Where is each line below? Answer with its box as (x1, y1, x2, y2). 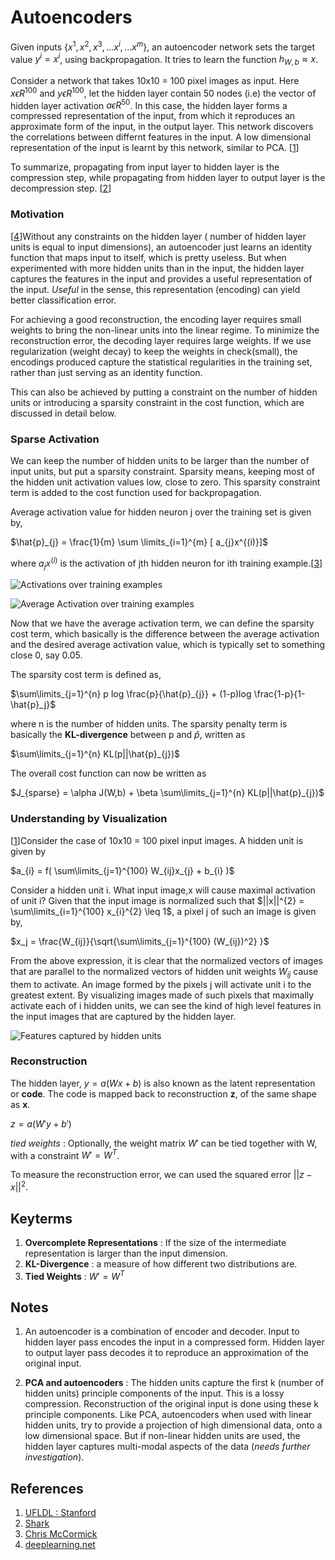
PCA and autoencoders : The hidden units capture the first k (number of (24, 1377, 325, 1389)
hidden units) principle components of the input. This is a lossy (24, 1387, 285, 1400)
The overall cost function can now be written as (10, 767, 207, 780)
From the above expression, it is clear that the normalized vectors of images (10, 954, 323, 966)
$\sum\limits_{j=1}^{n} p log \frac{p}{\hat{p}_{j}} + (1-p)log (10, 688, 252, 700)
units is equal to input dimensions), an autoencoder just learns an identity (10, 241, 313, 253)
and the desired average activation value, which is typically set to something (10, 639, 326, 651)
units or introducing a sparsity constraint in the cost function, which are (10, 396, 305, 408)
